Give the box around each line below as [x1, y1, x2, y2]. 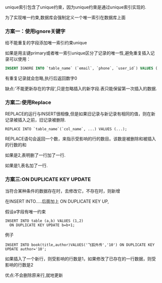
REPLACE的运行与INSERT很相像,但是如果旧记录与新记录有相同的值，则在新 [5, 111, 156, 117]
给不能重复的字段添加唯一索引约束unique [5, 40, 87, 46]
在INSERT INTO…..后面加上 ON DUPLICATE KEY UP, [5, 198, 109, 204]
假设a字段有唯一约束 [5, 209, 46, 214]
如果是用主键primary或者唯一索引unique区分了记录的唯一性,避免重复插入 [5, 50, 151, 56]
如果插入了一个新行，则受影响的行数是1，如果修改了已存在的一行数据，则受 [5, 256, 156, 262]
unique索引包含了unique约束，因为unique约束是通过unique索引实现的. [5, 4, 146, 10]
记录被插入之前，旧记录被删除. [5, 117, 67, 123]
